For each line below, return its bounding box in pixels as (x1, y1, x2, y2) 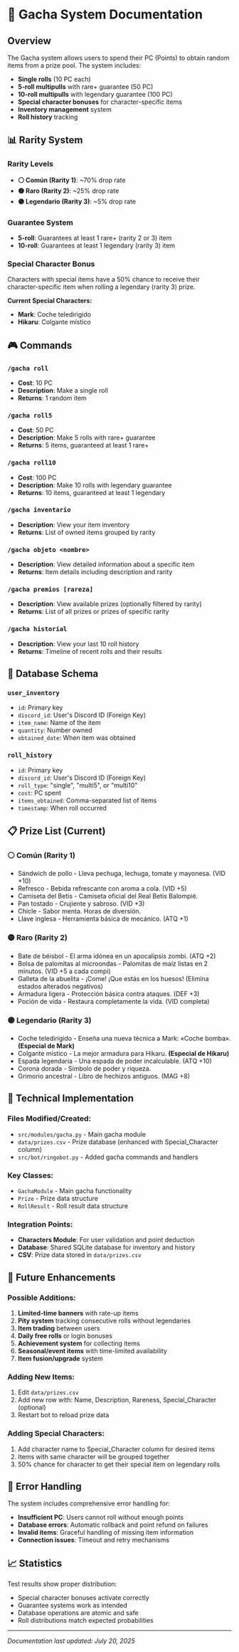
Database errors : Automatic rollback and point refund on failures (17, 1520, 208, 1529)
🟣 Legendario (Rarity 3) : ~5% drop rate (17, 197, 137, 206)
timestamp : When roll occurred (17, 803, 107, 812)
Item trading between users (17, 1323, 100, 1333)
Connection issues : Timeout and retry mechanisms (17, 1536, 169, 1545)
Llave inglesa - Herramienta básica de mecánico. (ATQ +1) (17, 914, 188, 923)
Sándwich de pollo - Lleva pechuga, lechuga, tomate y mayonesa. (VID (17, 869, 226, 878)
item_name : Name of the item (17, 719, 101, 727)
